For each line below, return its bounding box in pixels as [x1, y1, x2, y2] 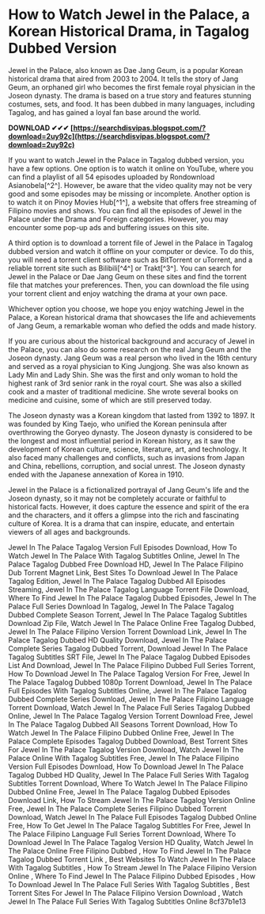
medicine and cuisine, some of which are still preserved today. [8, 395, 212, 405]
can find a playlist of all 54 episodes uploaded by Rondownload [8, 172, 215, 182]
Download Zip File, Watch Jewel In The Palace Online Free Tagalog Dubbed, [8, 618, 256, 628]
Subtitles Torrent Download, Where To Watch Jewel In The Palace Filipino [8, 778, 248, 788]
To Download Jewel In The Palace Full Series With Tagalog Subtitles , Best [8, 879, 251, 889]
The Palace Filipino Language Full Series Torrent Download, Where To [8, 829, 237, 839]
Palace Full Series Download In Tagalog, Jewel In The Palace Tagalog [8, 601, 235, 611]
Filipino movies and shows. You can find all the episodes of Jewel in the [8, 205, 243, 215]
